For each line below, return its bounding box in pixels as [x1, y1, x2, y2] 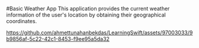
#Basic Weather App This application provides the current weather [6, 5, 170, 12]
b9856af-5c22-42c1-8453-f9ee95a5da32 [6, 36, 110, 42]
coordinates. [6, 18, 37, 24]
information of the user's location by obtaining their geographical [6, 11, 166, 18]
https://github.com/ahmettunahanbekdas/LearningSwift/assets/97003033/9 [6, 29, 193, 36]
